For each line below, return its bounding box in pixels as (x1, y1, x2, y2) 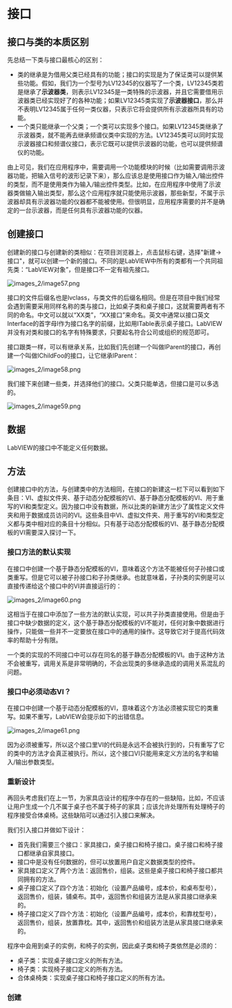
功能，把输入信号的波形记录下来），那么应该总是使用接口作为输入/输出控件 (12, 172, 224, 180)
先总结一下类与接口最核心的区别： (7, 56, 104, 64)
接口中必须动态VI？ (7, 686, 71, 696)
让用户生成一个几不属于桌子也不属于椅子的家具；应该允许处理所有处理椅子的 (7, 803, 225, 811)
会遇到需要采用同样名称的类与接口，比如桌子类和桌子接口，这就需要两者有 (7, 302, 219, 310)
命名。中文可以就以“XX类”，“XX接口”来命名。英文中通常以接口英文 (19, 311, 210, 319)
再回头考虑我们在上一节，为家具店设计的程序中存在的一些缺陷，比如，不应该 (7, 794, 225, 803)
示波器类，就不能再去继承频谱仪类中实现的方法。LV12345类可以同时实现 (17, 131, 224, 139)
